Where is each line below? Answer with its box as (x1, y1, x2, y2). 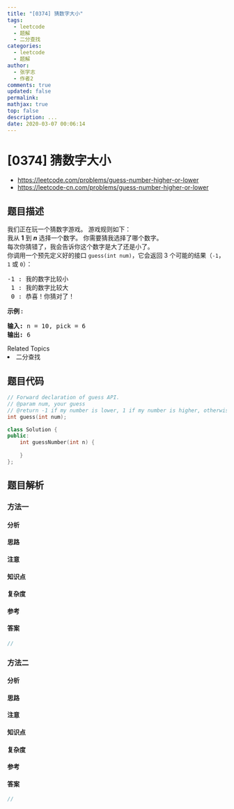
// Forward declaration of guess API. (7, 394, 120, 401)
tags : (7, 17, 23, 24)
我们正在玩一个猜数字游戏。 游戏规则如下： (7, 225, 131, 233)
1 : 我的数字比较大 (10, 284, 69, 292)
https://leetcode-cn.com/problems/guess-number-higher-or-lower (17, 183, 209, 192)
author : (7, 62, 30, 69)
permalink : (7, 95, 39, 102)
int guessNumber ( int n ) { (19, 439, 95, 446)
